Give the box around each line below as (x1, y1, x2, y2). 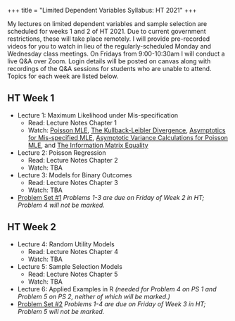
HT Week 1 (7, 92, 55, 104)
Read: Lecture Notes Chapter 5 (27, 270, 118, 278)
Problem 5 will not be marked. (17, 307, 105, 315)
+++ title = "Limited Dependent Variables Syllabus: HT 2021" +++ (7, 6, 197, 14)
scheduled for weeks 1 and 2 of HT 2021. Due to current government (7, 27, 206, 35)
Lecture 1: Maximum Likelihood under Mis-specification (17, 111, 179, 119)
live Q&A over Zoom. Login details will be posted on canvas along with (7, 57, 211, 65)
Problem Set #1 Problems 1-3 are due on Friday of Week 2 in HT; (17, 193, 205, 201)
